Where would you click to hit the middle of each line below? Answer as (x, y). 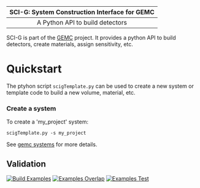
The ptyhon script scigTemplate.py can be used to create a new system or (100, 86)
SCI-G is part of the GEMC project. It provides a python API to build (91, 37)
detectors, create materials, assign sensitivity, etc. (70, 44)
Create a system (31, 108)
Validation (26, 164)
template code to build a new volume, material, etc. (71, 92)
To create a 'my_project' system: (48, 122)
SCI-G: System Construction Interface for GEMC (82, 12)
